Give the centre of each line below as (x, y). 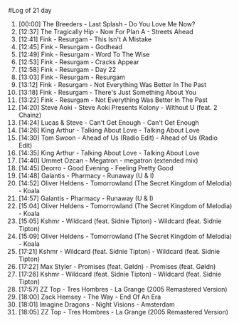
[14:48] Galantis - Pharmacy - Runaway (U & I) (86, 175)
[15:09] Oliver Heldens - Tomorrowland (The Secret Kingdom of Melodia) (125, 236)
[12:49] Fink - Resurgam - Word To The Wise (84, 54)
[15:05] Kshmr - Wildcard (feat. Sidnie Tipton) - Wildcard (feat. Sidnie (120, 221)
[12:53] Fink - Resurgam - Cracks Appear (79, 62)
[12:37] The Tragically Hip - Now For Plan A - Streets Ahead (106, 32)
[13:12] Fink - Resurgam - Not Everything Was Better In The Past (112, 84)
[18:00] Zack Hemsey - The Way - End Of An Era (90, 297)
